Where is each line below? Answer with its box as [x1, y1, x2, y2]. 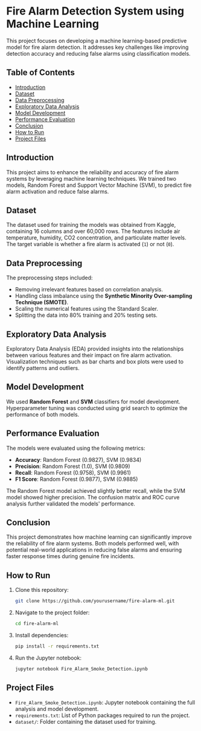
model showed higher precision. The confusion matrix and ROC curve [6, 493, 180, 501]
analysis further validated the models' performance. [6, 500, 136, 507]
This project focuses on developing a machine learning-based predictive [6, 37, 187, 44]
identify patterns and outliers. [6, 365, 80, 371]
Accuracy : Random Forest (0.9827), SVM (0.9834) [14, 456, 142, 463]
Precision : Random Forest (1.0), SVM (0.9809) [14, 463, 131, 470]
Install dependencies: [14, 632, 69, 638]
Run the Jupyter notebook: [14, 654, 82, 661]
